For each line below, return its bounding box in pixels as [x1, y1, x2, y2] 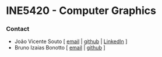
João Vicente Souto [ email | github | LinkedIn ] [14, 38, 128, 45]
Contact [6, 25, 30, 33]
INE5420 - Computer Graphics [6, 4, 156, 17]
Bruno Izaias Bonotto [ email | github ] [14, 44, 106, 51]
